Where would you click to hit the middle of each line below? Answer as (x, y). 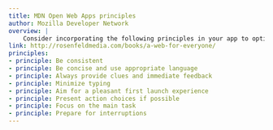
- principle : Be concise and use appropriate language (103, 69)
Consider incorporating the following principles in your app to (136, 38)
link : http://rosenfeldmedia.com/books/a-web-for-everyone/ (113, 46)
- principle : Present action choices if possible (94, 99)
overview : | (28, 31)
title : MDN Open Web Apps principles (72, 16)
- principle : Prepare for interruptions (78, 114)
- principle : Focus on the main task (72, 106)
